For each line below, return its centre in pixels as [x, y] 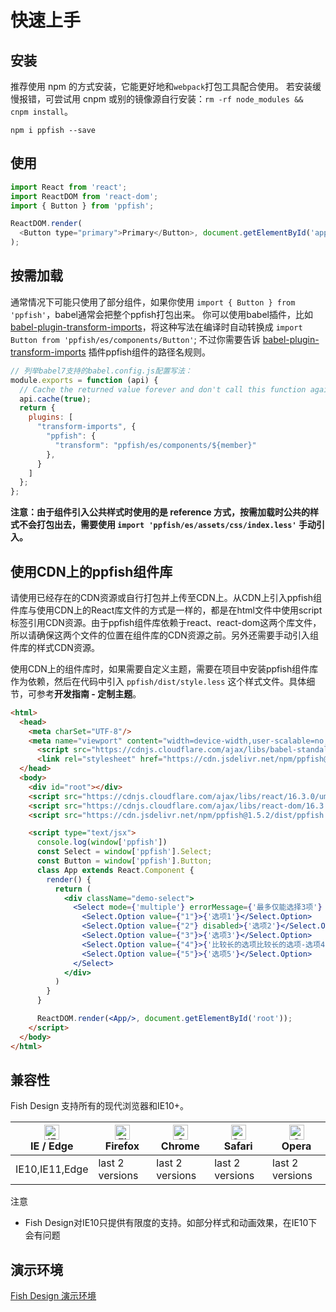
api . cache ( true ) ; [55, 399]
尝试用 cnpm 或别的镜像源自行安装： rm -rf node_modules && [178, 99]
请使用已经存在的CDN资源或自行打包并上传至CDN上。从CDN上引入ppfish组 [166, 597]
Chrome [180, 1146]
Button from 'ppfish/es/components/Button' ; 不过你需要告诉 [135, 339]
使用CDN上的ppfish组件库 [91, 571]
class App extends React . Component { [115, 870]
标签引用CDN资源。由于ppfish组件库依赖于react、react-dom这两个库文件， [166, 622]
